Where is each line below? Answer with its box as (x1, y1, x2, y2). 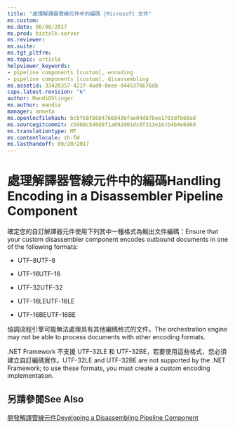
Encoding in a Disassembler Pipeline (7, 189, 224, 204)
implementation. (7, 372, 54, 380)
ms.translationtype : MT (7, 128, 77, 135)
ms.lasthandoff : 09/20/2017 (7, 141, 90, 148)
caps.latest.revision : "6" (7, 88, 86, 95)
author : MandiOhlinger (7, 95, 74, 102)
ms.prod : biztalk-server (7, 29, 80, 37)
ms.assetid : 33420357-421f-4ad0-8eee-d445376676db (7, 82, 159, 89)
